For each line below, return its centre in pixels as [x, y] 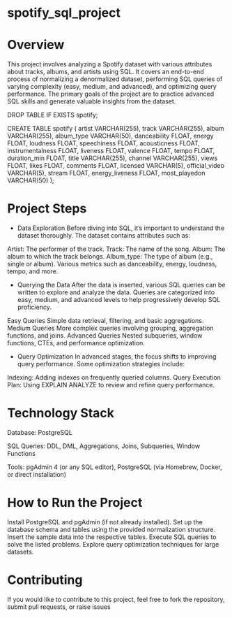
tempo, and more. [33, 271]
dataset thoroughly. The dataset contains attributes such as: [103, 236]
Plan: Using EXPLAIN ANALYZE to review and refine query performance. [111, 385]
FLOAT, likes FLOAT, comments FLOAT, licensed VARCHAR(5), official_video [116, 166]
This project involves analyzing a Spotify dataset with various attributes [110, 64]
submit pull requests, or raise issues [59, 607]
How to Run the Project [75, 503]
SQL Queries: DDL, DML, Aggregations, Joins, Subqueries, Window [104, 446]
